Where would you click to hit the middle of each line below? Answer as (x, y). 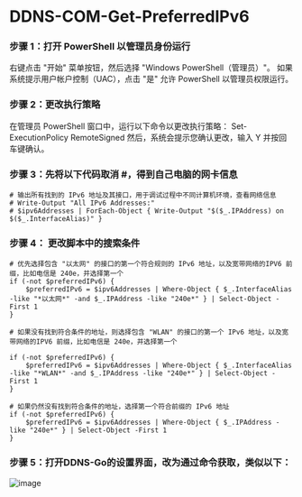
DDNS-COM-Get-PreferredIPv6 (129, 17)
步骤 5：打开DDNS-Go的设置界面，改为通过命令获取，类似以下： (150, 463)
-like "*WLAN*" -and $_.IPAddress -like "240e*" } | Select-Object (139, 373)
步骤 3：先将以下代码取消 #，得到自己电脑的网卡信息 (124, 174)
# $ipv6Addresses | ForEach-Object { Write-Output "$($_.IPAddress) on (146, 211)
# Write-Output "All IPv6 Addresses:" (82, 203)
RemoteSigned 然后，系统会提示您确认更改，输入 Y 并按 (175, 137)
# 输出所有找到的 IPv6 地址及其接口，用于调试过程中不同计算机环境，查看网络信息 (143, 196)
